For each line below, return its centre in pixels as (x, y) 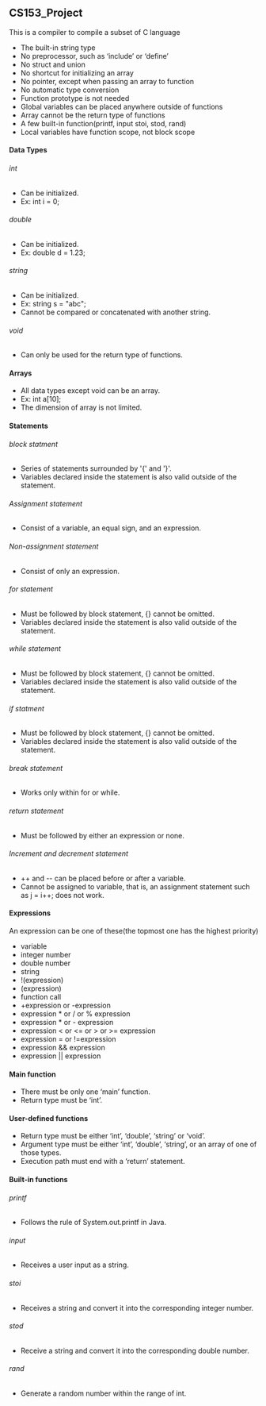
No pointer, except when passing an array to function (107, 81)
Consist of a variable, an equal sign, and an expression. (110, 528)
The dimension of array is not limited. (81, 407)
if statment (27, 708)
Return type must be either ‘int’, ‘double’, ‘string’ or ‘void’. (113, 1136)
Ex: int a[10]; (41, 399)
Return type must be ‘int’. (61, 1100)
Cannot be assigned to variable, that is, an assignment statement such (135, 886)
